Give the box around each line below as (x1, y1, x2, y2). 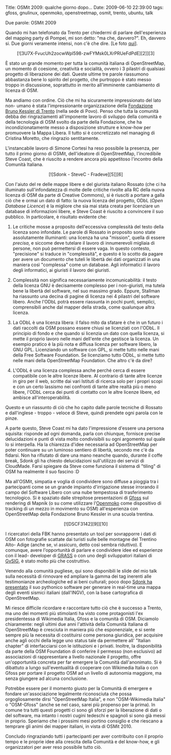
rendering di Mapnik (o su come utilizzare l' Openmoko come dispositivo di (5, 500, 162, 506)
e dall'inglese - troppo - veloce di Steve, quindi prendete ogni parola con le (5, 410, 163, 416)
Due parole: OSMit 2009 (5, 20, 57, 26)
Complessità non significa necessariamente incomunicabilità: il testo (12, 277, 157, 283)
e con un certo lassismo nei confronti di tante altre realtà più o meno (12, 384, 157, 390)
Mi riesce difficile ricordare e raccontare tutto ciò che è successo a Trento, (5, 605, 162, 611)
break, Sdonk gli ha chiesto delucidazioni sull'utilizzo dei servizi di (5, 458, 144, 464)
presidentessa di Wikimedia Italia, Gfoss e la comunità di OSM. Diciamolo (5, 616, 159, 622)
